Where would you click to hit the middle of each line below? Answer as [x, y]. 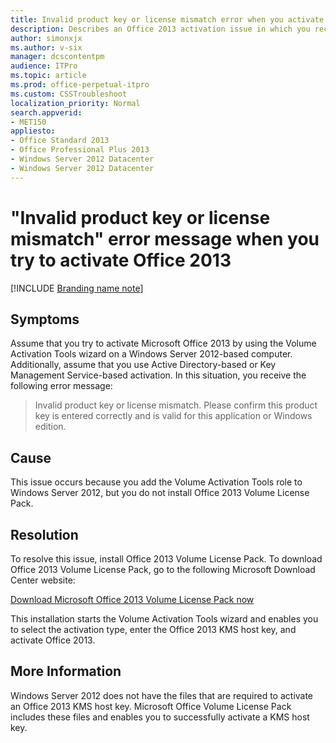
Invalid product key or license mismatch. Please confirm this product [176, 405]
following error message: [61, 386]
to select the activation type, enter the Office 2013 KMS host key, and [153, 629]
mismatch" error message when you [165, 238]
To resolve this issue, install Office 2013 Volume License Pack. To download [166, 559]
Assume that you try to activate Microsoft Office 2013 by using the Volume [163, 343]
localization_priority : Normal [75, 103]
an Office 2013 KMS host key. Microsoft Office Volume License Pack [151, 706]
